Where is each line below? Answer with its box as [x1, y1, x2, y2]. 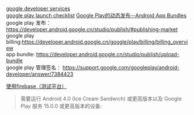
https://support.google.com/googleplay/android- [62, 64, 180, 71]
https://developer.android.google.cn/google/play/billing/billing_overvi [22, 38, 188, 45]
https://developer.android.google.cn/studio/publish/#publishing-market [6, 26, 178, 33]
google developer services [6, 5, 71, 12]
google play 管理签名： [6, 64, 61, 71]
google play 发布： [6, 19, 51, 26]
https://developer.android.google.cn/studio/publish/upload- [36, 51, 180, 58]
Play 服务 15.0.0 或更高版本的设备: [20, 103, 102, 109]
